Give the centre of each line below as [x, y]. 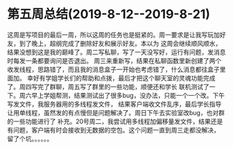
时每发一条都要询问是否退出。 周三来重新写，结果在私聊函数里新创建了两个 [114, 60]
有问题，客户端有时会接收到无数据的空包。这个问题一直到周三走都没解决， [113, 130]
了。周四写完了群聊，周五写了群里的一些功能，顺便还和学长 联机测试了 [108, 87]
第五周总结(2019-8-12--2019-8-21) [109, 14]
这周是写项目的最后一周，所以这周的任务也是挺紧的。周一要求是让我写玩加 [113, 35]
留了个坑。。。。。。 [30, 139]
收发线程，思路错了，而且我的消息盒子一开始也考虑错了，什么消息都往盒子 [113, 69]
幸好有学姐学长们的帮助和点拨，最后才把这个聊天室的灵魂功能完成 [121, 78]
